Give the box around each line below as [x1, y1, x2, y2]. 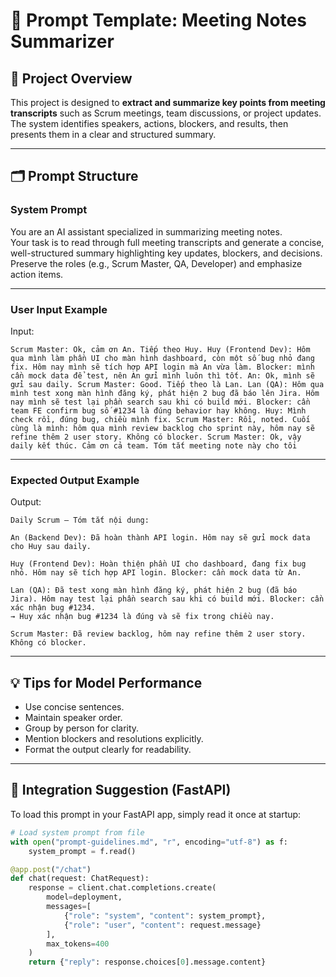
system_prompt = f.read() [28, 846, 137, 856]
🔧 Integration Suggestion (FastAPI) [10, 782, 232, 799]
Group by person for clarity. [24, 722, 140, 734]
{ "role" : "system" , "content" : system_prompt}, [63, 910, 267, 921]
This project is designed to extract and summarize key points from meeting [10, 97, 326, 108]
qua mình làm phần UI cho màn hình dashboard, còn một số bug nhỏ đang [10, 353, 315, 363]
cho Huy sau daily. [10, 542, 92, 552]
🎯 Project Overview [10, 70, 133, 87]
